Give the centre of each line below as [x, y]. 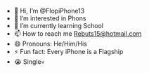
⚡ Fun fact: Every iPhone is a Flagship [69, 52]
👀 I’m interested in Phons [50, 18]
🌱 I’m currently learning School [59, 26]
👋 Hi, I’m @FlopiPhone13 [49, 11]
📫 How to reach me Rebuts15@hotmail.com [78, 34]
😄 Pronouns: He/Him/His [51, 44]
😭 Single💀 [29, 62]
